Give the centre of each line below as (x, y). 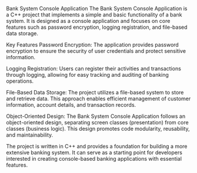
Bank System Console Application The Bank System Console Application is (97, 9)
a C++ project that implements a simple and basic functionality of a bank (94, 15)
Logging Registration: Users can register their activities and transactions (94, 69)
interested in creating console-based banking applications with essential (94, 159)
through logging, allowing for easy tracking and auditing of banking (88, 75)
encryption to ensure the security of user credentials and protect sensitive (96, 51)
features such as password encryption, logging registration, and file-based (97, 27)
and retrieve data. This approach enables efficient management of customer (98, 99)
